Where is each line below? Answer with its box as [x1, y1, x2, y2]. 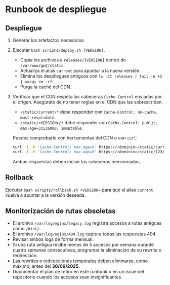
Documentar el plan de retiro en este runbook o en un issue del [12, 269, 144, 275]
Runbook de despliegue [5, 4, 107, 15]
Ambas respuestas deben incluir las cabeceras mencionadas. [12, 158, 141, 164]
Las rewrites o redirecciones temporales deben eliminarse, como [12, 258, 148, 264]
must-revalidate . [20, 114, 56, 120]
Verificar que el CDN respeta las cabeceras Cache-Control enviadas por [12, 94, 162, 99]
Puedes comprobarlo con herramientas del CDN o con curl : [12, 135, 138, 140]
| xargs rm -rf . [20, 79, 54, 84]
